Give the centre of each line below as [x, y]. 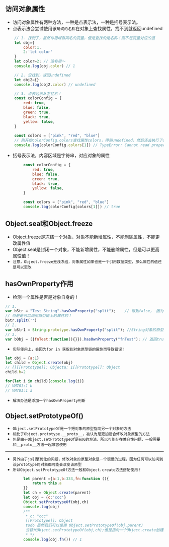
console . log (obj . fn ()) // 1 [53, 539]
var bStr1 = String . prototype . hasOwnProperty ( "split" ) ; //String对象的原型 [84, 330]
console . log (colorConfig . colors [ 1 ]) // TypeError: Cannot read [82, 145]
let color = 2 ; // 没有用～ [40, 61]
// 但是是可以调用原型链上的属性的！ [38, 316]
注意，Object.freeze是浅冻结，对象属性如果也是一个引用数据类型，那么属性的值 [85, 262]
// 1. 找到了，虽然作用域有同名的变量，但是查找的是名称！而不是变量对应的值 [84, 38]
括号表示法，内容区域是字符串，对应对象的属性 [61, 156]
